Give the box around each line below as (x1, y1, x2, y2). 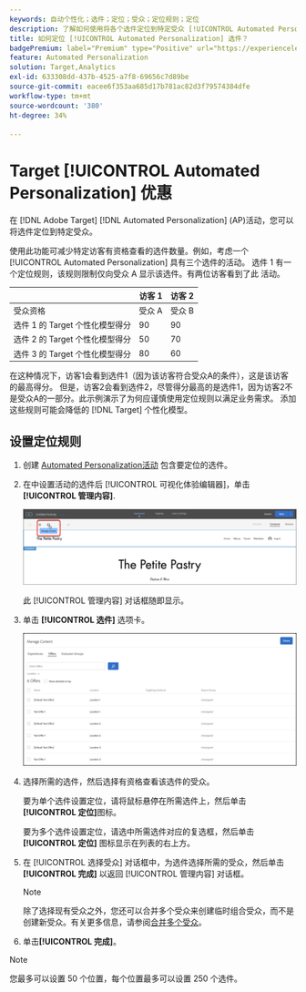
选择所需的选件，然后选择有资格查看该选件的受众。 (22, 775, 215, 787)
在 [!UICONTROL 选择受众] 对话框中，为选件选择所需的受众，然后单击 (22, 856, 285, 867)
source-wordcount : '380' (9, 101, 104, 110)
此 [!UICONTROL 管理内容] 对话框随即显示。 (22, 595, 189, 606)
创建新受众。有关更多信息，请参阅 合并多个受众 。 (22, 916, 207, 927)
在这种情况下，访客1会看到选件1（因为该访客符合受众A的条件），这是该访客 (9, 370, 290, 382)
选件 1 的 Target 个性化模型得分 (13, 320, 132, 331)
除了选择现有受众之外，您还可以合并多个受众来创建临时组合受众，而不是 (22, 905, 294, 915)
